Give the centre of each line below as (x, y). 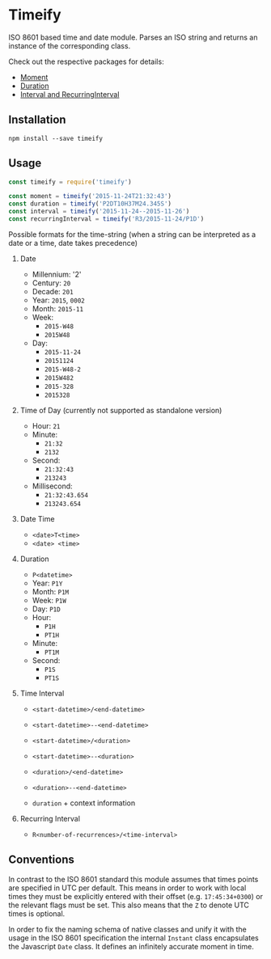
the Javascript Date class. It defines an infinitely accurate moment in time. (131, 946)
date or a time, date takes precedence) (73, 243)
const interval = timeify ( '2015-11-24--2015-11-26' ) (99, 212)
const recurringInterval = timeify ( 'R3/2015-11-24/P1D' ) (106, 219)
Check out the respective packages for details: (86, 61)
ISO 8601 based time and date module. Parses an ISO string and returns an (133, 37)
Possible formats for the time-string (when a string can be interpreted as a (132, 234)
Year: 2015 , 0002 (58, 300)
